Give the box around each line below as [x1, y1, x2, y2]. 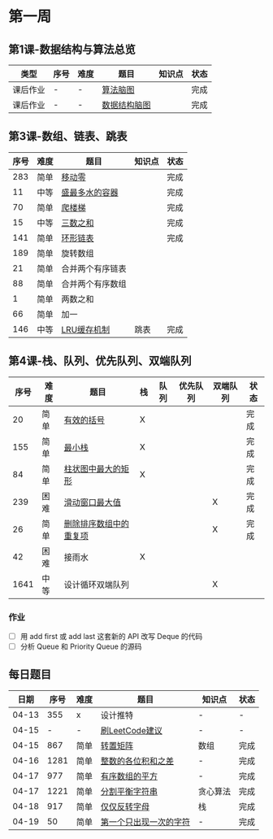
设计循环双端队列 [63, 579, 130, 590]
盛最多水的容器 [61, 186, 119, 198]
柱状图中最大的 [63, 463, 122, 474]
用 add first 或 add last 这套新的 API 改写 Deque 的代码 [19, 631, 203, 641]
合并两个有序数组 [61, 278, 128, 289]
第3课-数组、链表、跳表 [8, 129, 128, 143]
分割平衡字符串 [100, 785, 158, 797]
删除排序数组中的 [63, 518, 130, 529]
